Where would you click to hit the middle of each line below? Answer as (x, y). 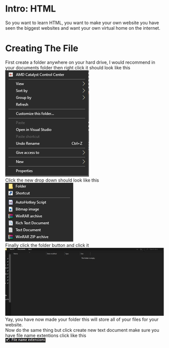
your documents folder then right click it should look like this (68, 67)
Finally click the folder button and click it (47, 245)
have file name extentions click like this (46, 335)
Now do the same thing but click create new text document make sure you (82, 330)
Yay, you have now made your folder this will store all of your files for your (82, 319)
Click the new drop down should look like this (52, 180)
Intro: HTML (31, 9)
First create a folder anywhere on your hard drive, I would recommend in (80, 62)
